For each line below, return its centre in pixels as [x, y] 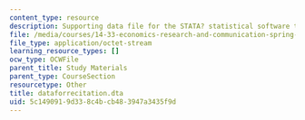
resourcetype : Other [49, 85]
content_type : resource [54, 18]
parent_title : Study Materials [69, 69]
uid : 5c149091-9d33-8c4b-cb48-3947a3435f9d [93, 102]
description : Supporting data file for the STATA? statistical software [150, 26]
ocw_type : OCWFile [44, 60]
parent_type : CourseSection [63, 77]
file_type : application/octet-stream [81, 43]
